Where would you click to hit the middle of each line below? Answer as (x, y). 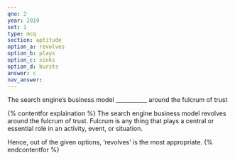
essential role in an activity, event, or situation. (75, 129)
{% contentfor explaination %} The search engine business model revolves (117, 113)
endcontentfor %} (33, 150)
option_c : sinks (31, 60)
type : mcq (22, 34)
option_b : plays (31, 54)
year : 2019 (23, 21)
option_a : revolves (36, 47)
